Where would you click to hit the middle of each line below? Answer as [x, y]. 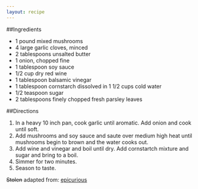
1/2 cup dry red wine [41, 73]
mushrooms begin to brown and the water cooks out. [82, 142]
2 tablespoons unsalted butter [53, 54]
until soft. [27, 129]
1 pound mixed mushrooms [49, 41]
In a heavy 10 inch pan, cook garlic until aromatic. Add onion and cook [103, 123]
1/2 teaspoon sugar [39, 92]
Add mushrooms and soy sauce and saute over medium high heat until [104, 136]
